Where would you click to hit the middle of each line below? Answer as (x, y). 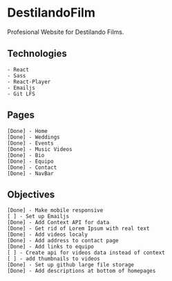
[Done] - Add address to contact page (63, 241)
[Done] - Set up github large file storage (71, 265)
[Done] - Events (30, 143)
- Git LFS (21, 94)
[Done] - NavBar (30, 173)
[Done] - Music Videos (40, 149)
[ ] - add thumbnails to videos (54, 259)
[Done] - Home (28, 131)
